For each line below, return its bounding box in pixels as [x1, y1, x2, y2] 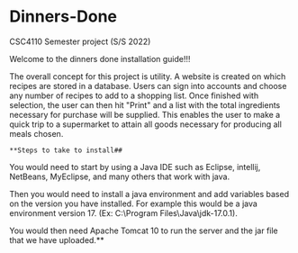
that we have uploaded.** [9, 234, 105, 245]
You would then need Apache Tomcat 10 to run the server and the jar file [9, 225, 279, 236]
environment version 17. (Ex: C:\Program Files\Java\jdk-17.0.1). [9, 207, 239, 218]
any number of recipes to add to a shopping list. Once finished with [9, 90, 259, 101]
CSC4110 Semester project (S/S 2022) [9, 36, 151, 47]
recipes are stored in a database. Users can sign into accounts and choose [9, 80, 287, 91]
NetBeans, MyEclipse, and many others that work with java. [9, 171, 230, 182]
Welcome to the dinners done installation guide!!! [9, 53, 191, 64]
